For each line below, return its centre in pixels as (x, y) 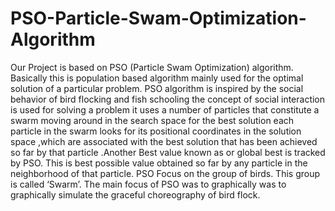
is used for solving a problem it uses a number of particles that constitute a (165, 109)
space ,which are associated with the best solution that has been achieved (164, 141)
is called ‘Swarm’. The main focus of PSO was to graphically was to (148, 184)
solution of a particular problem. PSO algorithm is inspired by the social (157, 88)
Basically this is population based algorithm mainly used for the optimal (157, 78)
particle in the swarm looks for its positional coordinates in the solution (156, 131)
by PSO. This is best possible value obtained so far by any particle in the (159, 163)
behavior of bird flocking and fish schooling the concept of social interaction (168, 99)
